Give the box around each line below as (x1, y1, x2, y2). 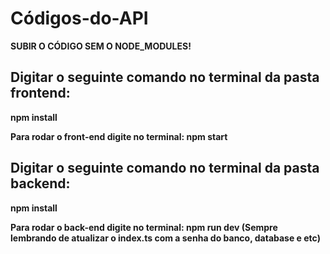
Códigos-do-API (10, 7, 149, 30)
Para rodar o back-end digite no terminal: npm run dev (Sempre (10, 221, 278, 233)
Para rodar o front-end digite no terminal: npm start (10, 130, 228, 142)
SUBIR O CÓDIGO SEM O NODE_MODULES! (10, 40, 192, 52)
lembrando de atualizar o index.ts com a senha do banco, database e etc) (10, 232, 321, 244)
